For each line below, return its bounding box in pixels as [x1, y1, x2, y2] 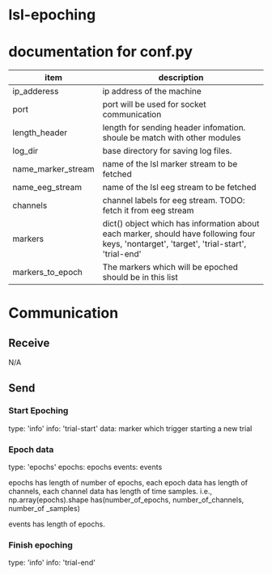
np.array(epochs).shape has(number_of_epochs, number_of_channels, [8, 495, 244, 505]
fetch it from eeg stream [102, 205, 194, 216]
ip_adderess [12, 86, 59, 97]
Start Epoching [8, 405, 69, 416]
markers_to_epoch [12, 267, 83, 278]
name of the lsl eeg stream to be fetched [102, 182, 257, 193]
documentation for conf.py [8, 43, 193, 61]
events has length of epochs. [8, 519, 105, 529]
